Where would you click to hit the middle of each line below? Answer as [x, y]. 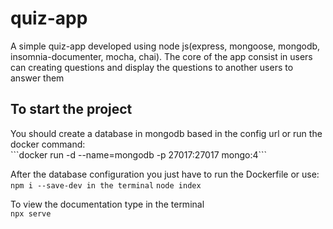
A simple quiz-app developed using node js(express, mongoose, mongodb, [165, 46]
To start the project [71, 109]
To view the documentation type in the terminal [107, 204]
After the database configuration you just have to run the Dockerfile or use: [165, 174]
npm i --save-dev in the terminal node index [106, 185]
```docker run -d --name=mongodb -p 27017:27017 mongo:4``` [139, 154]
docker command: [48, 144]
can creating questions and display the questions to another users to [152, 67]
